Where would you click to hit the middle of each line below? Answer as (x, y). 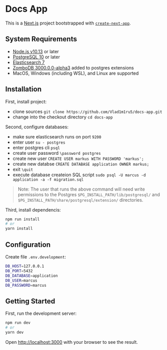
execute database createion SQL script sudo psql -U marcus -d (79, 175)
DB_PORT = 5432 (19, 271)
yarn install (19, 229)
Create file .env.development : (36, 257)
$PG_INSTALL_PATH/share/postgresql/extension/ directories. (80, 200)
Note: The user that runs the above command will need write (81, 189)
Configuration (28, 244)
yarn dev (15, 332)
